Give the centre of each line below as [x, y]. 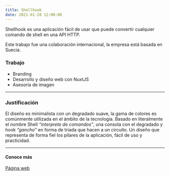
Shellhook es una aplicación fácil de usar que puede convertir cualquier [80, 29]
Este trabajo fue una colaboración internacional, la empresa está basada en [84, 44]
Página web [17, 168]
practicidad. [18, 140]
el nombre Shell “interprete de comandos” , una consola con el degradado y [84, 124]
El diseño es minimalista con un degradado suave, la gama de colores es [81, 114]
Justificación [22, 102]
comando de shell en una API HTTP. [43, 34]
